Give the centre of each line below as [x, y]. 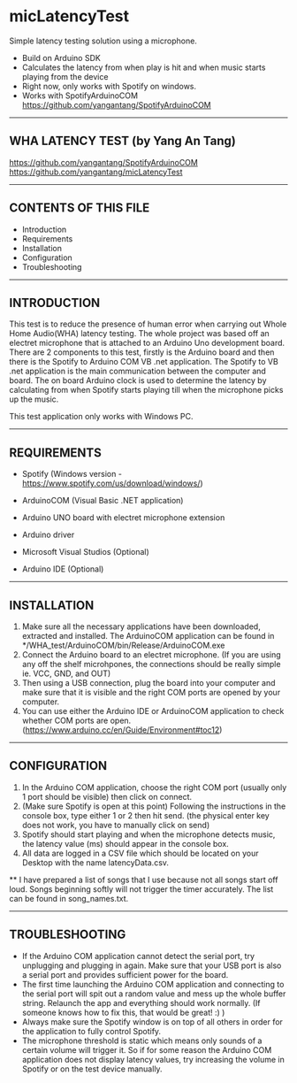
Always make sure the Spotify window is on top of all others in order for [152, 1022]
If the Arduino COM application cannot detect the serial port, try [138, 956]
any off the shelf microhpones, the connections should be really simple [151, 664]
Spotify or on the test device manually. [92, 1069]
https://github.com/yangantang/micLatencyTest [96, 172]
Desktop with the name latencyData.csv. [95, 862]
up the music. [34, 399]
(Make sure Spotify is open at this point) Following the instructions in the [154, 806]
